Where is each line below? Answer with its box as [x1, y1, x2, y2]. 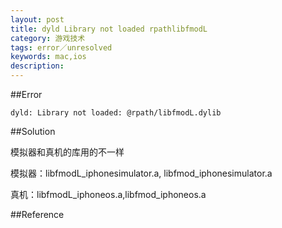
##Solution [10, 126, 56, 137]
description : [10, 61, 65, 71]
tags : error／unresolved [10, 42, 113, 53]
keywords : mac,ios [10, 52, 87, 62]
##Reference [10, 209, 65, 220]
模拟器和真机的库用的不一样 [10, 146, 125, 158]
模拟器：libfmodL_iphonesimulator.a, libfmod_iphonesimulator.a [10, 167, 273, 179]
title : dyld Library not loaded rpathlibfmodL [10, 24, 208, 34]
